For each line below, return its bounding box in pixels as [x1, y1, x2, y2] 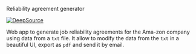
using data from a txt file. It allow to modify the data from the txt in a [6, 35, 180, 41]
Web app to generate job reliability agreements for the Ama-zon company [6, 28, 190, 35]
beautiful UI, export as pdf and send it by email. [6, 41, 125, 48]
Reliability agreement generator [6, 5, 85, 12]
